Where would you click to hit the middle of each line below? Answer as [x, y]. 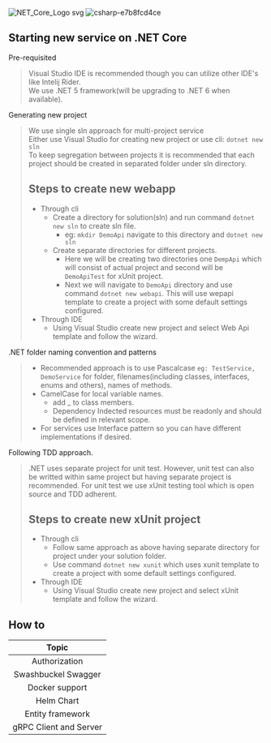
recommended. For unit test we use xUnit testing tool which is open [141, 485]
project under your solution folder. [110, 556]
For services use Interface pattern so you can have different [141, 428]
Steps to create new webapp [102, 189]
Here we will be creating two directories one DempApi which [163, 259]
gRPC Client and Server [58, 728]
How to [27, 625]
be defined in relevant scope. [101, 419]
